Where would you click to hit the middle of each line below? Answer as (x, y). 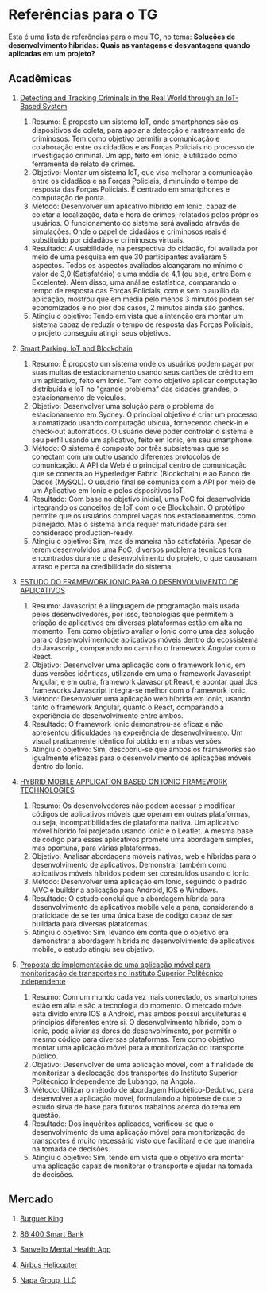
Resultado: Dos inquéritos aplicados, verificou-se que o (122, 1124)
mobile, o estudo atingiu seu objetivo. (93, 949)
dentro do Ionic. (58, 766)
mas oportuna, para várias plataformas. (96, 848)
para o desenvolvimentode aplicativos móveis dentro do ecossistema (145, 639)
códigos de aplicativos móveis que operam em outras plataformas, (141, 813)
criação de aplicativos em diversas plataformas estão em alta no (137, 623)
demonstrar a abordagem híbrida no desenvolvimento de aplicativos (143, 941)
